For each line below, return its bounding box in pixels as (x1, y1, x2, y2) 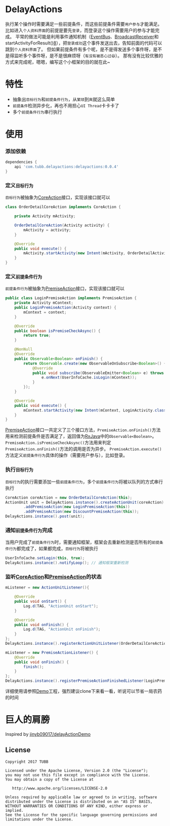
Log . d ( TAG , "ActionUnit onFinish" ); (23, 627, 101, 632)
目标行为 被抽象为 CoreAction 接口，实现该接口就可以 (5, 194, 110, 200)
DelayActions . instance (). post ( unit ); (5, 514, 85, 519)
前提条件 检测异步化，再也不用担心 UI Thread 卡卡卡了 (12, 102, 119, 108)
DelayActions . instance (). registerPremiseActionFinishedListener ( (5, 678, 146, 684)
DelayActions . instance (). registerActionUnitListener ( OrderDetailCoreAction (5, 641, 168, 646)
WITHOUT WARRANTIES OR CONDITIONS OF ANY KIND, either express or (5, 803, 148, 808)
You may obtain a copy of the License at (5, 777, 94, 782)
